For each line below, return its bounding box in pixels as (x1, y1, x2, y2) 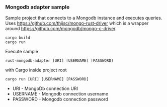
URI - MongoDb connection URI (12, 85, 78, 91)
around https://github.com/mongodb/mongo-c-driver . (5, 26, 117, 32)
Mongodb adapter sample (5, 4, 70, 11)
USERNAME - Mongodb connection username (12, 91, 109, 97)
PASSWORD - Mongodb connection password (12, 96, 108, 102)
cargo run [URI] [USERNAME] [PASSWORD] (5, 77, 89, 82)
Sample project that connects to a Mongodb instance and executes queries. (5, 15, 162, 21)
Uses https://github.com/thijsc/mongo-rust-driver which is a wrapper (5, 20, 149, 26)
